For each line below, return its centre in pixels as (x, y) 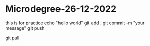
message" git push (25, 28)
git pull (12, 38)
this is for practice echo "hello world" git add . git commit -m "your (75, 23)
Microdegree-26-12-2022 (61, 9)
